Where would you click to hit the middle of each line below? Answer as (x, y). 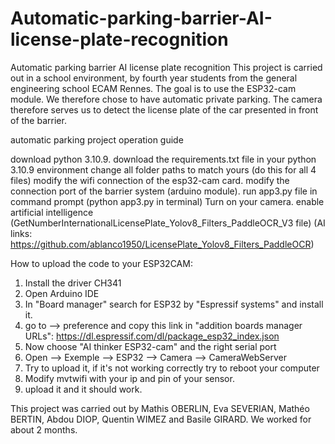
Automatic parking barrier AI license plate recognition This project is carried (166, 67)
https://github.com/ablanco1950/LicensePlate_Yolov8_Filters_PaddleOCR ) (162, 244)
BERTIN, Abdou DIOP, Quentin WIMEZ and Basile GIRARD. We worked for (161, 419)
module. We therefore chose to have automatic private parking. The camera (166, 99)
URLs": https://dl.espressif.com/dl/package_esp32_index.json (152, 336)
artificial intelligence (52, 212)
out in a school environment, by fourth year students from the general (154, 78)
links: (21, 233)
